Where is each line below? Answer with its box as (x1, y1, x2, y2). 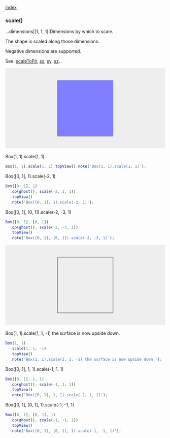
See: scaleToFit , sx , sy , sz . (5, 58, 60, 64)
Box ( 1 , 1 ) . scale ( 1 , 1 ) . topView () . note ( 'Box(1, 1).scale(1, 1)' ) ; (5, 164, 147, 169)
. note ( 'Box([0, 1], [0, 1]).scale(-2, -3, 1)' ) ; (10, 236, 115, 241)
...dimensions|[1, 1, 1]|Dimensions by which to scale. (5, 28, 114, 35)
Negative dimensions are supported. (5, 48, 82, 54)
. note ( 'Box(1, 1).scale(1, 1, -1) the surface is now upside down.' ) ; (10, 357, 162, 362)
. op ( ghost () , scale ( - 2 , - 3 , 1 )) (10, 225, 79, 230)
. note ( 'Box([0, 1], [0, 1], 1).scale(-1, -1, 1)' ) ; (10, 428, 122, 433)
